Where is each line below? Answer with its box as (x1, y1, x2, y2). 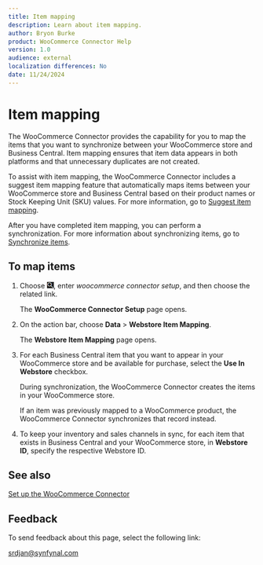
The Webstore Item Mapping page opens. (19, 335, 157, 344)
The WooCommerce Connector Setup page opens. (19, 304, 188, 314)
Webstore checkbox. (19, 366, 89, 376)
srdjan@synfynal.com (8, 548, 79, 558)
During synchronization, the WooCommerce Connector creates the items (19, 382, 256, 391)
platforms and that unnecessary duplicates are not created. (8, 156, 200, 166)
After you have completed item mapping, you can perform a (8, 220, 202, 229)
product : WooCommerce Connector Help (8, 38, 132, 46)
